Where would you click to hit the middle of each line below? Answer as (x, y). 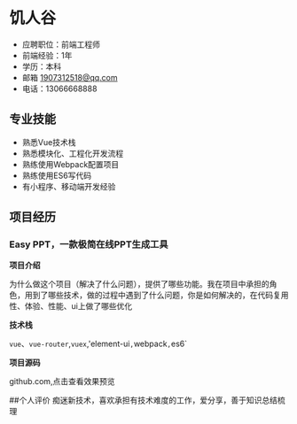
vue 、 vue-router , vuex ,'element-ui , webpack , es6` (98, 344)
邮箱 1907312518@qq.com (70, 77)
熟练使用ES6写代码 (56, 175)
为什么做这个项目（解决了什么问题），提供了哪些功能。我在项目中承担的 (139, 284)
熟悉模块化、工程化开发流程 (73, 153)
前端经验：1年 (47, 55)
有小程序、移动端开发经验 (69, 186)
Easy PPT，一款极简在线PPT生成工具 (89, 244)
